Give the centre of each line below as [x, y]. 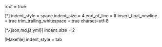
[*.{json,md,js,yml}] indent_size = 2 [40, 30]
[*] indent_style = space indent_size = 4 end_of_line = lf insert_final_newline [81, 16]
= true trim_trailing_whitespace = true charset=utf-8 [57, 21]
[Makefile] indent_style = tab [33, 39]
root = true [15, 6]
